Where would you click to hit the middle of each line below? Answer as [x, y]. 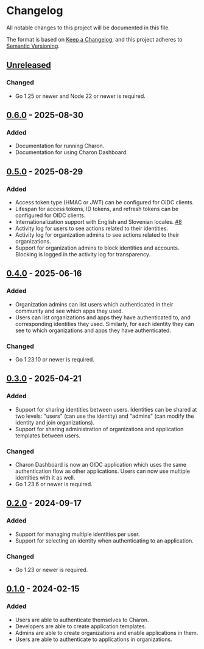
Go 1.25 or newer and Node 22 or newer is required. [80, 96]
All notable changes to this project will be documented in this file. [88, 28]
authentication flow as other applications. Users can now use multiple [103, 471]
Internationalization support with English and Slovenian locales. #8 [98, 222]
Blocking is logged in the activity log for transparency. [83, 254]
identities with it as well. [45, 477]
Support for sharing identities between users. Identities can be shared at [106, 409]
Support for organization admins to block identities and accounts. [97, 248]
